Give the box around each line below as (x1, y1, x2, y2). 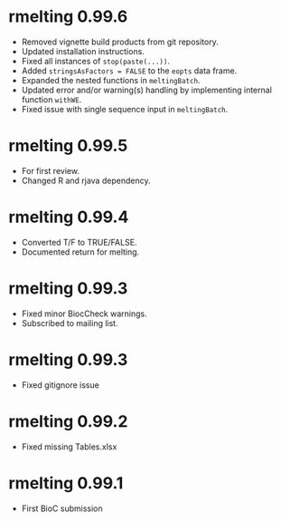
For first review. (21, 165, 80, 176)
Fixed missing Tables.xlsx (21, 441, 117, 452)
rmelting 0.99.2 (8, 410, 128, 431)
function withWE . (21, 93, 82, 105)
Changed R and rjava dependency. (21, 175, 151, 186)
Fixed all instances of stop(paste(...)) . (21, 55, 171, 66)
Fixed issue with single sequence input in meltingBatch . (21, 103, 229, 114)
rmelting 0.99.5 (8, 136, 128, 156)
